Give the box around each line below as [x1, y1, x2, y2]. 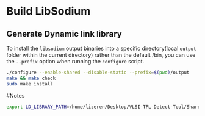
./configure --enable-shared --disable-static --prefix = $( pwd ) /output [6, 70, 190, 76]
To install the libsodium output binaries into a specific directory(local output [6, 45, 196, 52]
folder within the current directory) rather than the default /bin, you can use [6, 51, 196, 59]
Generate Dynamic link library [6, 29, 122, 39]
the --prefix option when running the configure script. [6, 58, 145, 65]
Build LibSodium [6, 4, 91, 18]
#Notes [6, 92, 25, 99]
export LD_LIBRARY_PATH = [6, 104, 70, 110]
